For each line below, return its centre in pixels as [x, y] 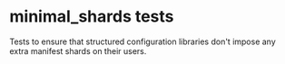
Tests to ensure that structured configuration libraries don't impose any [143, 41]
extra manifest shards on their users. [78, 50]
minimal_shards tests [92, 17]
